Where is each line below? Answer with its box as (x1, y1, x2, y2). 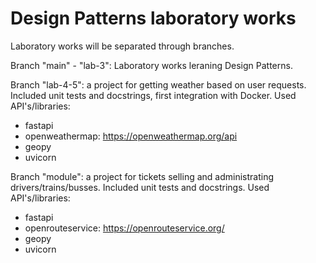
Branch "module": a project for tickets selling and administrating (10, 170, 275, 182)
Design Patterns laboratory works (10, 7, 297, 30)
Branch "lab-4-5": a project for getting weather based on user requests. (10, 78, 307, 91)
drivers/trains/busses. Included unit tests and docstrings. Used (10, 181, 270, 193)
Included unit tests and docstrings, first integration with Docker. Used (10, 89, 297, 101)
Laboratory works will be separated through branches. (10, 40, 235, 52)
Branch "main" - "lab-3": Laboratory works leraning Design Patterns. (10, 59, 293, 71)
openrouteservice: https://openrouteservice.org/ (24, 222, 225, 234)
